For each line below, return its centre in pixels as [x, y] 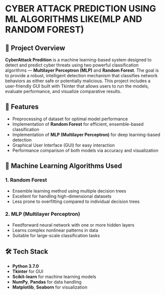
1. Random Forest [26, 180]
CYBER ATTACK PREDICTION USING [81, 9]
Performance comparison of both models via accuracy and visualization [85, 150]
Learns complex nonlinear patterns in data [55, 230]
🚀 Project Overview [35, 48]
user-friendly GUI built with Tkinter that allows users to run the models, [77, 86]
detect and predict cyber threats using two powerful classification [72, 65]
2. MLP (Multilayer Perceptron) [43, 214]
